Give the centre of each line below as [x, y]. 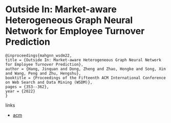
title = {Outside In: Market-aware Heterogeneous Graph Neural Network [83, 60]
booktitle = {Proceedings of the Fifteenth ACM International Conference [86, 78]
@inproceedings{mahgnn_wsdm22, [39, 55]
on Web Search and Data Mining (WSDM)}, [49, 82]
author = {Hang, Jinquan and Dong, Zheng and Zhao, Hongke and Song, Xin [86, 69]
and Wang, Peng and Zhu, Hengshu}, [43, 73]
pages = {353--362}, [27, 87]
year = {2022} [20, 91]
